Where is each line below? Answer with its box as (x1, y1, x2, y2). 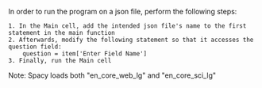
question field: (8, 43, 62, 51)
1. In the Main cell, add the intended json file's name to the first (8, 22, 247, 30)
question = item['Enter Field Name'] (22, 50, 148, 58)
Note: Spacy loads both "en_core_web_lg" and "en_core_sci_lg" (8, 71, 217, 80)
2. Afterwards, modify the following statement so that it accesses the (8, 36, 254, 44)
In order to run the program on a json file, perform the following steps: (8, 7, 237, 16)
